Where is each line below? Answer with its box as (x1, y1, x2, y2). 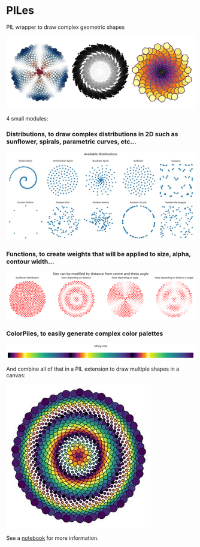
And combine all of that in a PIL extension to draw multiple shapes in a (6, 365, 180, 372)
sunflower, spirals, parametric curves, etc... (6, 137, 137, 146)
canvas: (6, 371, 26, 378)
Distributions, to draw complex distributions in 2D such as (6, 130, 178, 139)
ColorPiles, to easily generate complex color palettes (6, 329, 163, 338)
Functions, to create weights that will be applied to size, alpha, (6, 250, 191, 258)
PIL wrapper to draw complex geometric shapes (6, 23, 125, 31)
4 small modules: (6, 115, 49, 122)
